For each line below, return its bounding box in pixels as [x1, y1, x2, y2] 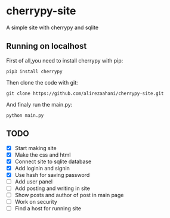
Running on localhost [6, 41, 87, 51]
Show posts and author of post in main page [14, 192, 124, 198]
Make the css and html [14, 151, 71, 158]
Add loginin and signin [14, 164, 70, 172]
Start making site [14, 144, 57, 151]
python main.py [6, 112, 44, 119]
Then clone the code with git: [6, 79, 79, 86]
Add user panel [14, 177, 52, 185]
